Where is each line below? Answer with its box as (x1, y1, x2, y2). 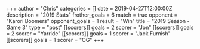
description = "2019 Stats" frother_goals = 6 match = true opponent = (6, 11, 178, 18)
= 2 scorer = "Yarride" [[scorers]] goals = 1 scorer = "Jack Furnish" (6, 30, 171, 37)
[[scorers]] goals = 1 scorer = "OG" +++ (6, 37, 104, 43)
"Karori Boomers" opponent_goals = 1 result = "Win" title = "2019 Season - (6, 18, 190, 24)
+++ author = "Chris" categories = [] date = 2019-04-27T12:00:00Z (6, 5, 173, 12)
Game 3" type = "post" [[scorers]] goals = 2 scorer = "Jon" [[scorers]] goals (6, 24, 194, 31)
